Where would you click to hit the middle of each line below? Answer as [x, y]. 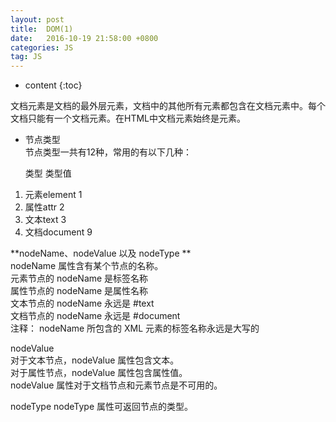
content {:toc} [53, 85]
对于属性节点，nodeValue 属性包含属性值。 [99, 373]
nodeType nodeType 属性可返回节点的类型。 [102, 407]
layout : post [37, 19]
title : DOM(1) [42, 29]
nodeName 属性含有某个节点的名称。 [87, 266]
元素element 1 [53, 195]
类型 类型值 [48, 173]
